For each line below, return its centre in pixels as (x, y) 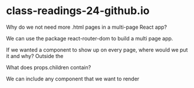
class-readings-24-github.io (78, 11)
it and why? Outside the (35, 56)
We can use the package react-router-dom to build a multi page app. (90, 38)
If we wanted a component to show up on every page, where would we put (97, 50)
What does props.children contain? (49, 67)
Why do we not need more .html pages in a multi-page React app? (86, 27)
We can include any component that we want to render (73, 79)
